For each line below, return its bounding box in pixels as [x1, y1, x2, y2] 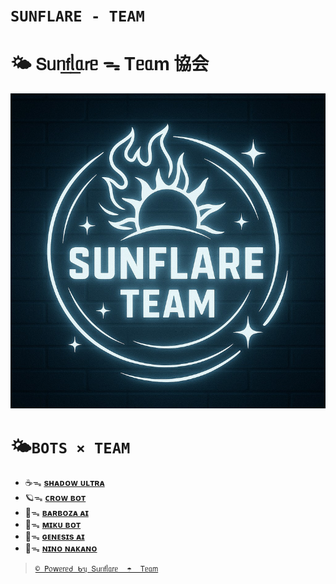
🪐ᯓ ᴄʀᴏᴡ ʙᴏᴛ [24, 492, 87, 504]
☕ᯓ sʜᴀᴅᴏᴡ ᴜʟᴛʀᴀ [24, 477, 105, 489]
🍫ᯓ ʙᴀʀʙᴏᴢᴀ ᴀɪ [24, 507, 89, 519]
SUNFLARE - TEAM [10, 7, 145, 26]
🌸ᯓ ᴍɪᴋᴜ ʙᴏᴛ [24, 519, 82, 531]
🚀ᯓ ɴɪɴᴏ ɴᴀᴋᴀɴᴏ [24, 542, 98, 554]
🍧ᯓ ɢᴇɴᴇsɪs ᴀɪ [24, 530, 85, 543]
